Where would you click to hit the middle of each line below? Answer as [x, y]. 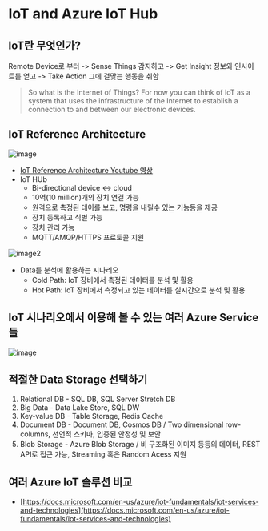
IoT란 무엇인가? [45, 45]
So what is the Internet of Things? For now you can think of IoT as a [139, 92]
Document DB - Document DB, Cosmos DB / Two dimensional [122, 424]
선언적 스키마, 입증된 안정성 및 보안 [106, 434]
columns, [35, 434]
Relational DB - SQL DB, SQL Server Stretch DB [98, 399]
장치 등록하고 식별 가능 [67, 217]
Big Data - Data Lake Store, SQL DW [80, 408]
